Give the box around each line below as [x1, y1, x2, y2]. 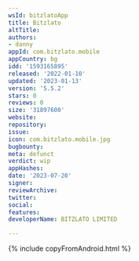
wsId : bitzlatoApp [8, 11, 68, 20]
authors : [8, 33, 37, 42]
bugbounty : [8, 143, 44, 150]
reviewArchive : [8, 186, 58, 194]
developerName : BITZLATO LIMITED [8, 216, 118, 223]
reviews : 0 [8, 99, 44, 107]
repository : [8, 121, 47, 129]
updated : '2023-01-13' [8, 77, 82, 85]
